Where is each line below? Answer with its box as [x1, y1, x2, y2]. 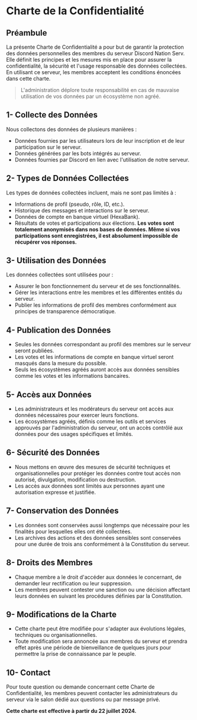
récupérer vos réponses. [14, 238, 77, 246]
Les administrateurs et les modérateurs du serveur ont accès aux [14, 405, 174, 413]
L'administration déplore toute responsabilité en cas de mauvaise [20, 87, 179, 93]
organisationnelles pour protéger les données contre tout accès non [14, 470, 181, 477]
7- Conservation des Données [6, 506, 119, 516]
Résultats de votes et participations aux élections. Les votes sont [14, 219, 175, 227]
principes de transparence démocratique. [14, 308, 117, 315]
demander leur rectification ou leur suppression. [14, 579, 133, 587]
